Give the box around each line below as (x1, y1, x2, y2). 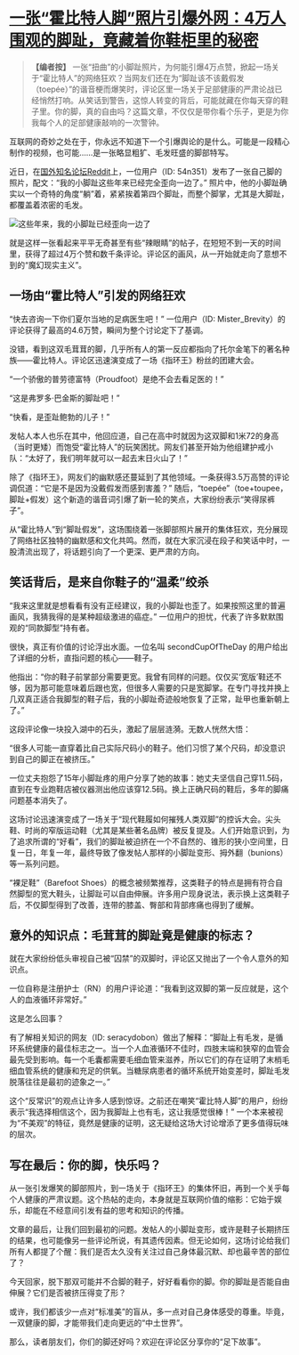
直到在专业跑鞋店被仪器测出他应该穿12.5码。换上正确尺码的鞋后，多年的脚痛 (9, 783, 289, 794)
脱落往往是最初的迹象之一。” (9, 1076, 111, 1087)
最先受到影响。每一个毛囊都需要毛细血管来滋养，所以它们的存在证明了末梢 (9, 1054, 282, 1065)
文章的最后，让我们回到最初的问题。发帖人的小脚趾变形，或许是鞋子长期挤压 (9, 1224, 290, 1235)
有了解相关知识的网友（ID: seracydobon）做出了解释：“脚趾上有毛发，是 (9, 1032, 276, 1043)
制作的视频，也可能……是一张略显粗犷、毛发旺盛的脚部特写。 (9, 147, 234, 158)
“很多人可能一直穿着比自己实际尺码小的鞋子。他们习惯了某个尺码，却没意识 (9, 742, 287, 753)
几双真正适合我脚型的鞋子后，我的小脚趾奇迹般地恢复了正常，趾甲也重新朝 (9, 694, 282, 704)
